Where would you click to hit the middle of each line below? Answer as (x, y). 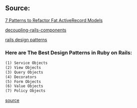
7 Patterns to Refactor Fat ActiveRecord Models (54, 20)
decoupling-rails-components (36, 30)
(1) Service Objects (27, 63)
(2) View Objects (23, 67)
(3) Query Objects (24, 72)
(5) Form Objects (23, 81)
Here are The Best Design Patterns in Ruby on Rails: (69, 52)
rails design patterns (26, 39)
